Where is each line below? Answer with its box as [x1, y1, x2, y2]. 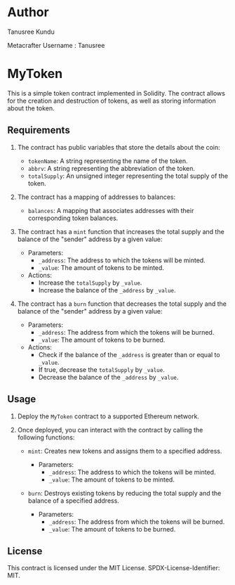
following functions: [17, 433, 75, 442]
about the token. [7, 103, 55, 112]
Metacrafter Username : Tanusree [7, 41, 105, 49]
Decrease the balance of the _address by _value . [38, 373, 179, 381]
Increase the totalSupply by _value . [38, 278, 142, 287]
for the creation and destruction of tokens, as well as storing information [7, 96, 216, 105]
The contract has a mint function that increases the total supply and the [17, 227, 224, 236]
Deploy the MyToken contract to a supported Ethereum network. [17, 412, 200, 420]
